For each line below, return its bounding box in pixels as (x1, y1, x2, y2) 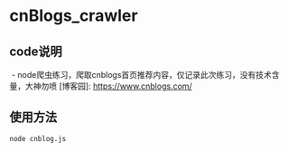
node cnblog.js (9, 134, 67, 143)
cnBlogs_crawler (9, 5, 138, 26)
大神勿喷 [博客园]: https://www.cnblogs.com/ (24, 81, 192, 91)
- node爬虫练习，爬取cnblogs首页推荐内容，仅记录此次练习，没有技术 (11, 70, 273, 80)
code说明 (9, 43, 62, 59)
